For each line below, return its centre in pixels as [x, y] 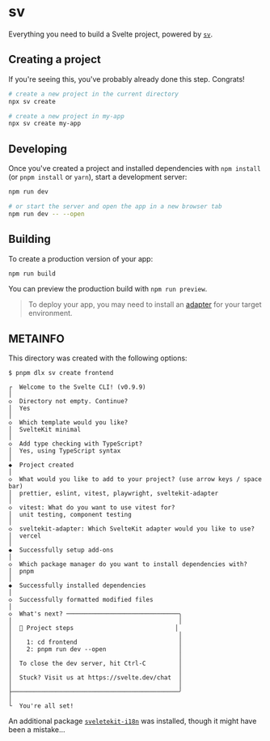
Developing [38, 149]
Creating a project [55, 60]
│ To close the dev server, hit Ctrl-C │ [95, 664]
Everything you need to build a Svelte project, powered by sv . [111, 34]
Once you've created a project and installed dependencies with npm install [135, 168]
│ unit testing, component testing [70, 515]
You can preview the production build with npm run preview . [108, 289]
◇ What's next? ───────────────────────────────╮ [95, 614]
